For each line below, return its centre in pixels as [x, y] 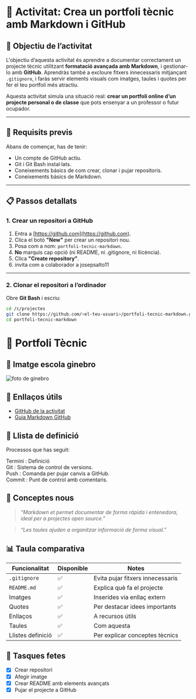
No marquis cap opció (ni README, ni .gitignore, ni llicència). [88, 252]
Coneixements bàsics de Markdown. [58, 176]
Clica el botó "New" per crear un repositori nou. [72, 240]
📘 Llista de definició [43, 435]
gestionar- [176, 66]
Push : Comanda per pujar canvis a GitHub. [58, 474]
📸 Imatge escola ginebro [51, 364]
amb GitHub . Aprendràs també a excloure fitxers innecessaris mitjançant [99, 72]
